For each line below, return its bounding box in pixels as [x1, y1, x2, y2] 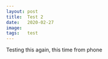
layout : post [6, 8, 38, 15]
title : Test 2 [6, 14, 44, 20]
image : [6, 25, 22, 31]
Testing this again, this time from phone [6, 46, 103, 53]
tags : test [6, 30, 38, 36]
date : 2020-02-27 [6, 19, 54, 25]
